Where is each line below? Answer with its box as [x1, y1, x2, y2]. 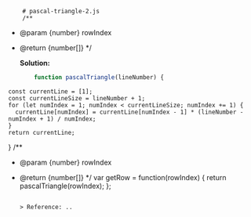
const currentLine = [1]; [8, 87, 93, 96]
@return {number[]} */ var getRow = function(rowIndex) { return [19, 172, 227, 182]
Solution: [19, 59, 50, 67]
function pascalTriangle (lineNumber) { [34, 74, 165, 81]
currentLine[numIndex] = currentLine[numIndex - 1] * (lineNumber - [15, 108, 244, 116]
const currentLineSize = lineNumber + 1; [8, 94, 146, 102]
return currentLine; [8, 128, 76, 136]
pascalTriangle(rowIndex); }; [19, 181, 111, 190]
